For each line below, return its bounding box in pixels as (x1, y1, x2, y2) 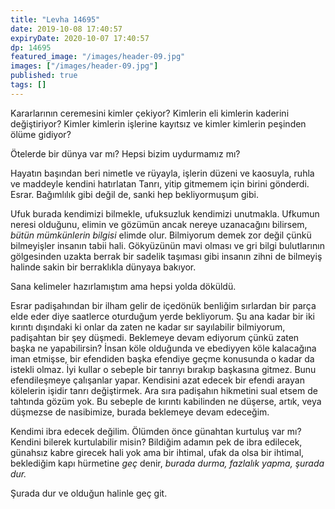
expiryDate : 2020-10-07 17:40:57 (10, 33, 150, 43)
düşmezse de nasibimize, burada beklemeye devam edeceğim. (10, 406, 270, 418)
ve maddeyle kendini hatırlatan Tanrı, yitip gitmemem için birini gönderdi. (10, 177, 310, 190)
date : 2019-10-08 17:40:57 (10, 24, 123, 34)
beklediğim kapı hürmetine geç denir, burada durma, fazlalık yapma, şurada (10, 457, 325, 469)
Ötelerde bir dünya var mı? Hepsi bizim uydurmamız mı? (10, 147, 241, 160)
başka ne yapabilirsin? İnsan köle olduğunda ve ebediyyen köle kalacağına (10, 342, 317, 354)
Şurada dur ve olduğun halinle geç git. (10, 487, 168, 499)
